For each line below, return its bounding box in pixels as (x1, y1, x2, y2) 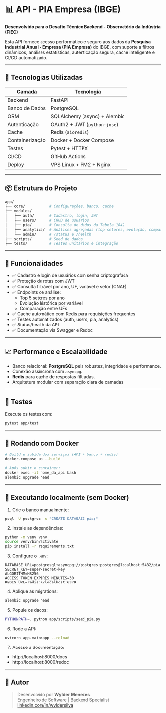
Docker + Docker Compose (50, 137, 114, 144)
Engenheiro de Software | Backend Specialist (17, 697, 110, 703)
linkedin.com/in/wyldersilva (17, 702, 73, 708)
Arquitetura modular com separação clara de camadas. (12, 379, 125, 385)
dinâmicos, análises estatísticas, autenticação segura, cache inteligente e (5, 49, 155, 55)
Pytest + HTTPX (50, 145, 88, 152)
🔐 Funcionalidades (5, 259, 63, 268)
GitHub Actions (50, 153, 86, 160)
